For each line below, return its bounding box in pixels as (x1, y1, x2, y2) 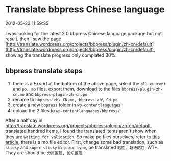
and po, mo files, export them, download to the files (12, 86, 121, 92)
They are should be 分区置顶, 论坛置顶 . (5, 149, 84, 156)
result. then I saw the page (5, 36, 61, 42)
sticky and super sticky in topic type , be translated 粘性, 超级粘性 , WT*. (5, 144, 159, 150)
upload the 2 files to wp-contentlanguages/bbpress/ (12, 107, 120, 113)
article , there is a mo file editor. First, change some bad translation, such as (5, 139, 164, 145)
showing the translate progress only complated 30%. (5, 52, 117, 58)
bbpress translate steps (5, 67, 83, 75)
